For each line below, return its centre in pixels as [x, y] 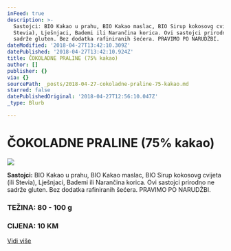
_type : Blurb [26, 103]
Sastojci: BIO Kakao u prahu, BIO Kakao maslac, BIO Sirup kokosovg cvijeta [114, 175]
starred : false [29, 90]
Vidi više [19, 241]
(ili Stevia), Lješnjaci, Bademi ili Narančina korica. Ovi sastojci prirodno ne [111, 182]
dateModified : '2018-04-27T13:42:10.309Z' [69, 45]
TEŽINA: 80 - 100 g [40, 207]
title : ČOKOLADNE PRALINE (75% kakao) [63, 58]
